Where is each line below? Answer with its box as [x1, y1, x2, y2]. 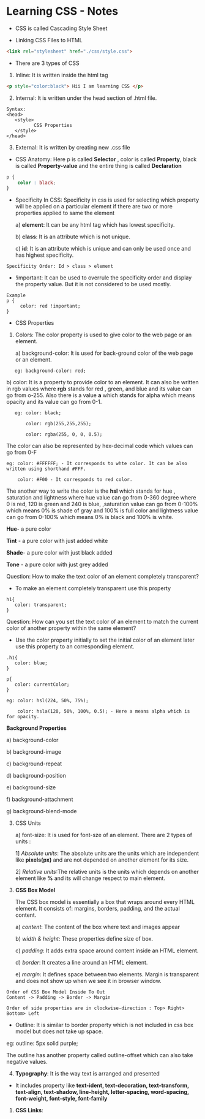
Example [6, 292, 26, 298]
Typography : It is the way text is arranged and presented [15, 1070, 160, 1077]
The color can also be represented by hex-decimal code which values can [6, 442, 193, 450]
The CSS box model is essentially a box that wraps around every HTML [15, 898, 195, 906]
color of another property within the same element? [6, 624, 136, 632]
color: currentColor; [14, 681, 70, 688]
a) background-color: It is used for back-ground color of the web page [15, 349, 193, 357]
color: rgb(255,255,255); [25, 421, 92, 427]
